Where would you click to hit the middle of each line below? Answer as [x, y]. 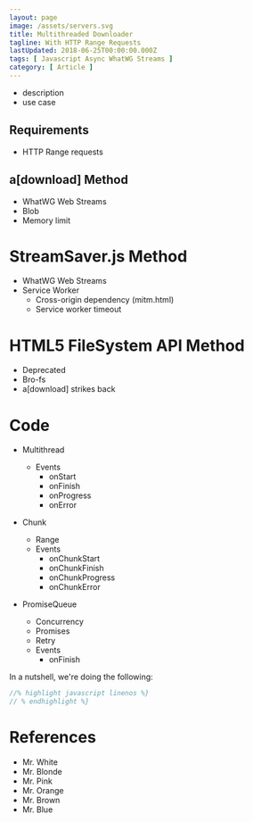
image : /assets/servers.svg [61, 26]
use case [39, 102]
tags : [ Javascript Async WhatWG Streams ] [91, 59]
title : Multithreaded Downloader [71, 34]
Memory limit [46, 220]
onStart [62, 477]
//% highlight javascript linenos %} [79, 693]
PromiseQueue [49, 604]
